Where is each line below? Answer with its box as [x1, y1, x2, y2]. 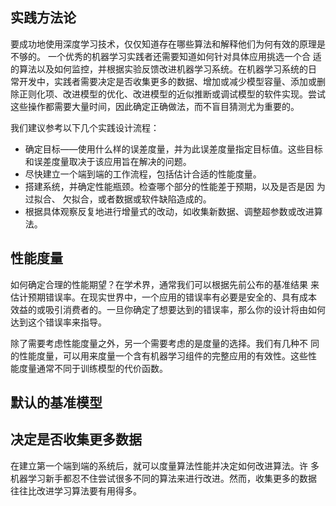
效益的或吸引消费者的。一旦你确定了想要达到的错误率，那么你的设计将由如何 [10, 303, 326, 315]
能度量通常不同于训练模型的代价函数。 [10, 362, 168, 374]
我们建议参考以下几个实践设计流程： [10, 121, 160, 133]
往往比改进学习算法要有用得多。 [10, 484, 142, 497]
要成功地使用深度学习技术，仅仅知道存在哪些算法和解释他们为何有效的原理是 [10, 38, 326, 50]
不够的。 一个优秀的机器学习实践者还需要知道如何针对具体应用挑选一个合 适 [10, 50, 322, 62]
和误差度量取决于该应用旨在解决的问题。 [24, 155, 192, 167]
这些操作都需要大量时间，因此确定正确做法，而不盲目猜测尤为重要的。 [10, 100, 300, 112]
